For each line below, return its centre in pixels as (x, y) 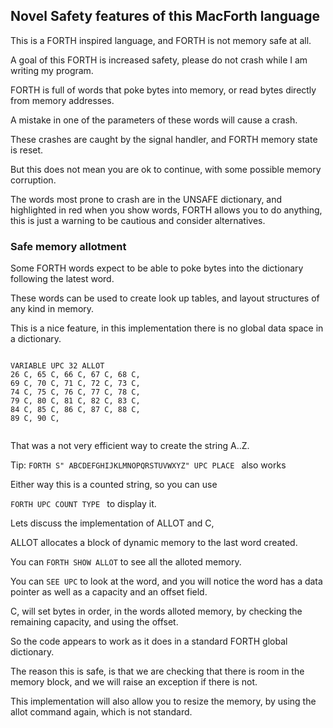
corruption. (33, 180)
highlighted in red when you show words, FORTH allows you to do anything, (166, 210)
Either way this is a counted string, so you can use (114, 485)
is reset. (27, 150)
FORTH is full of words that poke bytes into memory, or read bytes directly (163, 90)
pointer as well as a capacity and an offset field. (109, 592)
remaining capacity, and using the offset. (94, 622)
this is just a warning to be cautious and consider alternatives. (138, 220)
